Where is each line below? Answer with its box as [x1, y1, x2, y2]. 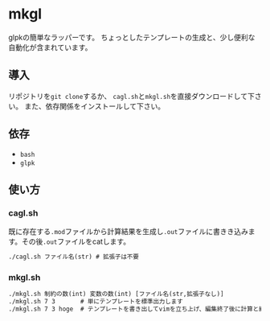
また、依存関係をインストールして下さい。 [23, 101, 166, 111]
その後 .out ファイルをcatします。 [21, 237, 131, 246]
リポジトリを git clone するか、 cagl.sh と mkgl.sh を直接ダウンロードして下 [8, 91, 255, 101]
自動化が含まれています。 [8, 42, 92, 52]
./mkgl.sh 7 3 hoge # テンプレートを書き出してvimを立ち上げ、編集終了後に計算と [8, 305, 260, 314]
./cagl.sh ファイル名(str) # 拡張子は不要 [8, 253, 139, 261]
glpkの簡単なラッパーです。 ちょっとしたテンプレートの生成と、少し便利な [8, 32, 256, 42]
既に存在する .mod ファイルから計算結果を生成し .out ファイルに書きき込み [8, 227, 249, 237]
